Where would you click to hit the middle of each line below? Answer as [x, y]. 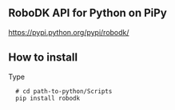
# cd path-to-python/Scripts [64, 91]
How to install [43, 58]
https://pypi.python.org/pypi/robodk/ [69, 32]
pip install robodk [48, 98]
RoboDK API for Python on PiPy [88, 13]
